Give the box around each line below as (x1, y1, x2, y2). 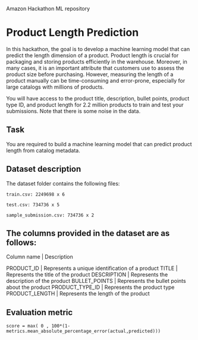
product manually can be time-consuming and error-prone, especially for (6, 77, 186, 84)
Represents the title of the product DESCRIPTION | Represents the (6, 271, 168, 278)
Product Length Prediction (6, 26, 139, 39)
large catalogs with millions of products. (6, 83, 104, 90)
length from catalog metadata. (6, 147, 80, 154)
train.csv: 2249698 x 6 (6, 191, 65, 197)
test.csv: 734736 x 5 (6, 202, 60, 207)
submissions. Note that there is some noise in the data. (6, 107, 141, 115)
